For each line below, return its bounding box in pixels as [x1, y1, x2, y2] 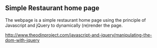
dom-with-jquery [5, 37, 40, 43]
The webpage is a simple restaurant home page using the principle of [5, 17, 146, 23]
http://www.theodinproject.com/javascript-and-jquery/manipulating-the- [5, 32, 153, 38]
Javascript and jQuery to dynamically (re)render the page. [5, 22, 123, 28]
